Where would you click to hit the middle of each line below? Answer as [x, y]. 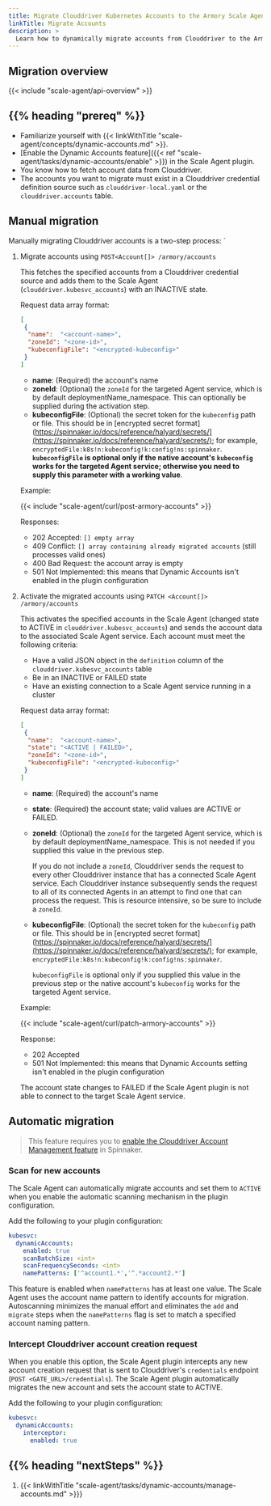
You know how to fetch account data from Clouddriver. [111, 170]
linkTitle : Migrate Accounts [57, 23]
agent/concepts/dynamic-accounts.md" [87, 144]
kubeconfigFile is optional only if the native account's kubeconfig [142, 457]
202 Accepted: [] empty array [83, 537]
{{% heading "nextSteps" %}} [86, 1466]
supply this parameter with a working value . [107, 475]
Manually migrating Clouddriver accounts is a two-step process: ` [117, 240]
